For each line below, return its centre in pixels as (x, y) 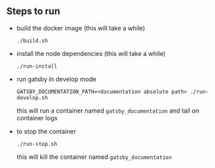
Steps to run (33, 11)
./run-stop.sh (37, 144)
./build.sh (32, 41)
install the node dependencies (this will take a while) (91, 53)
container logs (37, 118)
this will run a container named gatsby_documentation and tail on (108, 111)
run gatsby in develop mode (56, 79)
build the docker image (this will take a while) (81, 28)
